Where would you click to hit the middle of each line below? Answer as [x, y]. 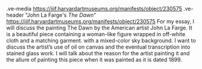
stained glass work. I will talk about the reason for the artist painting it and [98, 53]
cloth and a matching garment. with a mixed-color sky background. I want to [101, 40]
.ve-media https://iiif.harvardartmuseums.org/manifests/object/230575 [94, 9]
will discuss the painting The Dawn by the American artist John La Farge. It [99, 28]
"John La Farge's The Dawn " [61, 15]
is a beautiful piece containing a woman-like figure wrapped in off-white [96, 34]
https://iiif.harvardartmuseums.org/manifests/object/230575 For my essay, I [100, 21]
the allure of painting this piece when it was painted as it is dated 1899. [94, 60]
